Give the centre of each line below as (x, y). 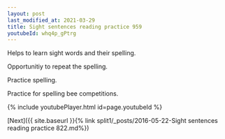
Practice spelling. (32, 80)
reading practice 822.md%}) (48, 128)
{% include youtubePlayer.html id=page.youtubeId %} (85, 107)
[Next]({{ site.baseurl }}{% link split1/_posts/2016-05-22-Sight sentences (112, 121)
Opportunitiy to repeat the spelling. (58, 66)
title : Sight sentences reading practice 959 (74, 27)
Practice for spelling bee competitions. (63, 94)
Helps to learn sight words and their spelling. (72, 53)
